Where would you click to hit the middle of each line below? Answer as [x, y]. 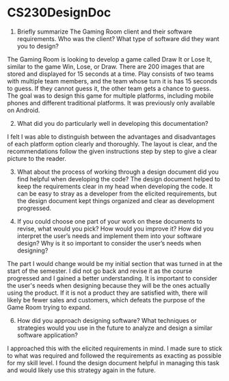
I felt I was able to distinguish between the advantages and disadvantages [111, 136]
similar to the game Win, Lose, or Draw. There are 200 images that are [106, 66]
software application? [48, 335]
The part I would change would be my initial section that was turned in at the [115, 263]
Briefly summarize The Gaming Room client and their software [105, 31]
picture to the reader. [37, 158]
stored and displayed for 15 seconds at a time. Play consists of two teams [110, 74]
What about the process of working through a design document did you [118, 172]
